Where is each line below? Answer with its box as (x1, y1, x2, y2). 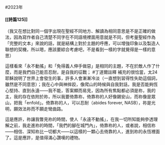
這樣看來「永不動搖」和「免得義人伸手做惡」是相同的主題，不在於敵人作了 (5, 63, 156, 69)
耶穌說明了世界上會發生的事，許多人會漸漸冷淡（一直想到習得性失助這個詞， (5, 75, 160, 81)
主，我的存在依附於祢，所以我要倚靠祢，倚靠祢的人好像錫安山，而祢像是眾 (5, 94, 156, 99)
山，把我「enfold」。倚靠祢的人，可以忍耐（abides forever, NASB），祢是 (5, 100, 152, 106)
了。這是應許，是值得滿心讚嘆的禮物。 (5, 135, 82, 141)
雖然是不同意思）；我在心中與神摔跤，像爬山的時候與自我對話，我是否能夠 (5, 81, 154, 87)
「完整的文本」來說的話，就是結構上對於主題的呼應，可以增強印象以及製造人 (5, 41, 160, 47)
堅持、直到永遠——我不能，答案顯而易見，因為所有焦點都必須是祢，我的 (9, 88, 156, 94)
